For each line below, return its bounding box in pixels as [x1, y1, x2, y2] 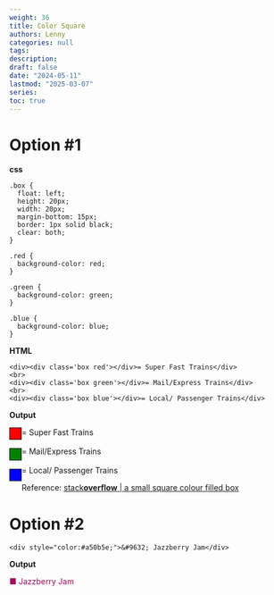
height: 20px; [17, 197, 70, 206]
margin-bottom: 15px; [17, 213, 98, 222]
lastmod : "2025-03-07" [9, 80, 94, 88]
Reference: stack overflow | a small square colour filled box [21, 482, 239, 493]
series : [9, 88, 38, 96]
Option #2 [9, 514, 85, 534]
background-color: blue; [17, 323, 110, 331]
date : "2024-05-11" [9, 71, 82, 80]
